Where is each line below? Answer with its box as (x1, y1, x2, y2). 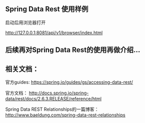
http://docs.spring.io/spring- (29, 90, 89, 96)
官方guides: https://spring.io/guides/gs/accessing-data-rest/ (5, 79, 133, 85)
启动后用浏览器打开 (5, 19, 46, 26)
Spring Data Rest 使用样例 (5, 5, 88, 14)
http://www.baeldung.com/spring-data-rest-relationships (5, 112, 126, 118)
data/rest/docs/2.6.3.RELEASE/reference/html (5, 96, 102, 102)
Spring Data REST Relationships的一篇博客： (5, 106, 99, 112)
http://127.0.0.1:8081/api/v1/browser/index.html (5, 30, 103, 36)
